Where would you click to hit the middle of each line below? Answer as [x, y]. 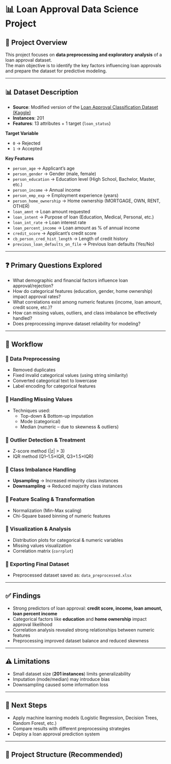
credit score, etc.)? [32, 307]
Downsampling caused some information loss [60, 685]
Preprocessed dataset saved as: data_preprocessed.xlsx [72, 575]
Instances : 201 [28, 118]
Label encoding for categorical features [54, 386]
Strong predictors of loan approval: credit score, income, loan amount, [88, 608]
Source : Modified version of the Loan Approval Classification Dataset [85, 107]
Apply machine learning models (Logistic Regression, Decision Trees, [85, 718]
